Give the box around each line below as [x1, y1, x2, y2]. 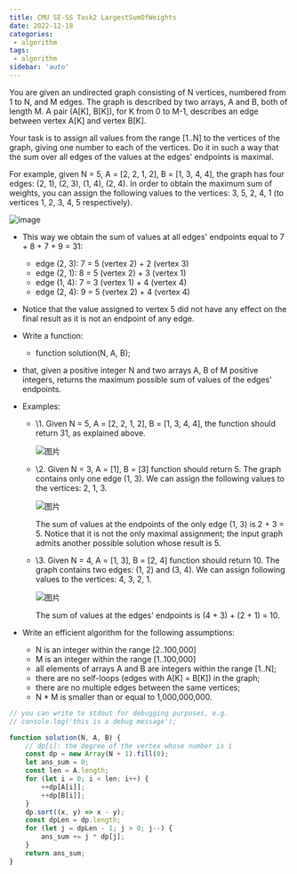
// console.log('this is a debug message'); [9, 717, 177, 726]
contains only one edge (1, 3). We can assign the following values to [35, 473, 285, 484]
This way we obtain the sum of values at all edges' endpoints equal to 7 [21, 231, 285, 242]
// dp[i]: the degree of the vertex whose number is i [25, 742, 233, 750]
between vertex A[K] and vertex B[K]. [9, 115, 147, 125]
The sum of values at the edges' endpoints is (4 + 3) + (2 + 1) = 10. [35, 610, 280, 621]
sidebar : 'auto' [9, 63, 69, 72]
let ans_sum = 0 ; [25, 758, 90, 767]
